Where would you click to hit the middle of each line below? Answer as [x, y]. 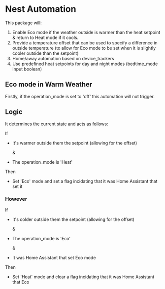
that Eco [21, 282]
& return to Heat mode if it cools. [45, 37]
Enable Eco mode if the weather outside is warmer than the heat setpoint [86, 32]
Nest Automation [41, 9]
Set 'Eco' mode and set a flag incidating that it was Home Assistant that [85, 181]
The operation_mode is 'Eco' [41, 238]
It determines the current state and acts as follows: [57, 124]
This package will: [23, 23]
